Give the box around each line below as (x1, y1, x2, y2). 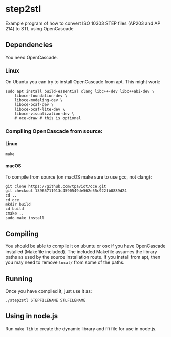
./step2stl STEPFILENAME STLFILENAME (5, 298, 86, 303)
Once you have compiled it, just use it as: (5, 288, 92, 294)
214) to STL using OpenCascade (5, 25, 74, 31)
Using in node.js (5, 312, 58, 321)
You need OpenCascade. (5, 54, 58, 60)
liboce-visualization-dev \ (14, 111, 74, 116)
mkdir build (5, 202, 31, 207)
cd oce (5, 198, 19, 203)
